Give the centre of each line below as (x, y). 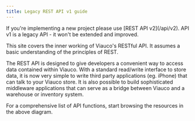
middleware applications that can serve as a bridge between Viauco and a (95, 88)
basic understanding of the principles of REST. (62, 52)
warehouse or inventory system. (45, 94)
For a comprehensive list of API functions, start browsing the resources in (95, 105)
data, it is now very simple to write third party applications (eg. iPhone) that (97, 75)
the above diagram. (30, 112)
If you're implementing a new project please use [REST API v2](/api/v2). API (97, 28)
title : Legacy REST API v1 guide (47, 11)
